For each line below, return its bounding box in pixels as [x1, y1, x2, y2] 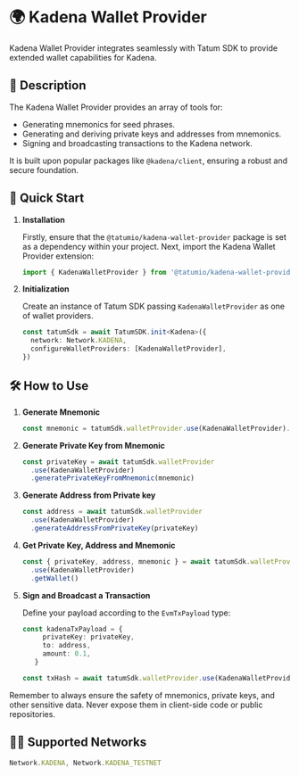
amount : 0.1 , [42, 649, 91, 658]
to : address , [42, 641, 91, 650]
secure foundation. [9, 164, 79, 175]
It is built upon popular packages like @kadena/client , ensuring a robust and [9, 155, 288, 166]
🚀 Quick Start [9, 191, 85, 206]
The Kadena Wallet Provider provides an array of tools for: [9, 102, 223, 112]
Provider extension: [21, 251, 95, 261]
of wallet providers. [21, 310, 94, 321]
